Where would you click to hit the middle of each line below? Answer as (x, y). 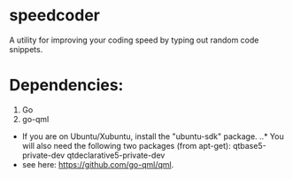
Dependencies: (66, 86)
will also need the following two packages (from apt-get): (127, 145)
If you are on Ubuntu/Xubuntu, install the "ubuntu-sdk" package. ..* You (153, 136)
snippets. (26, 49)
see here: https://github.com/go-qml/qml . (98, 164)
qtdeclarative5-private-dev (116, 155)
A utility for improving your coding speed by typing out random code (134, 40)
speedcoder (54, 16)
